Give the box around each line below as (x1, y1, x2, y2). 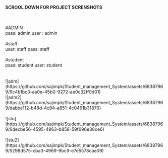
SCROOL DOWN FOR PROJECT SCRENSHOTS (5, 5, 102, 10)
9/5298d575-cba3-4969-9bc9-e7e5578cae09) (5, 148, 104, 153)
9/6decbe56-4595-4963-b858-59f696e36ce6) (5, 126, 104, 132)
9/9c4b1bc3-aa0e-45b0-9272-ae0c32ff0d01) (5, 89, 101, 95)
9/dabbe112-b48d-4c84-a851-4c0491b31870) (5, 105, 101, 111)
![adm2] (5, 94, 22, 100)
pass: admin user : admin (5, 30, 58, 36)
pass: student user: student (5, 62, 62, 68)
